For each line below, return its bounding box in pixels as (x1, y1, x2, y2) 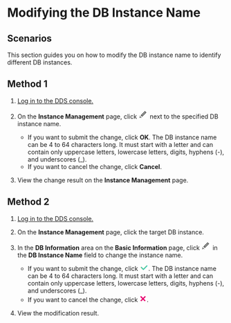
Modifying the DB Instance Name (7, 5, 201, 21)
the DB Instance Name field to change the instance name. (17, 251, 183, 259)
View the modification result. (17, 308, 99, 317)
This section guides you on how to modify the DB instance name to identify (7, 51, 221, 59)
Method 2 (7, 196, 50, 208)
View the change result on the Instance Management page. (17, 175, 189, 184)
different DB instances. (7, 58, 73, 67)
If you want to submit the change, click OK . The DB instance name (27, 133, 217, 141)
